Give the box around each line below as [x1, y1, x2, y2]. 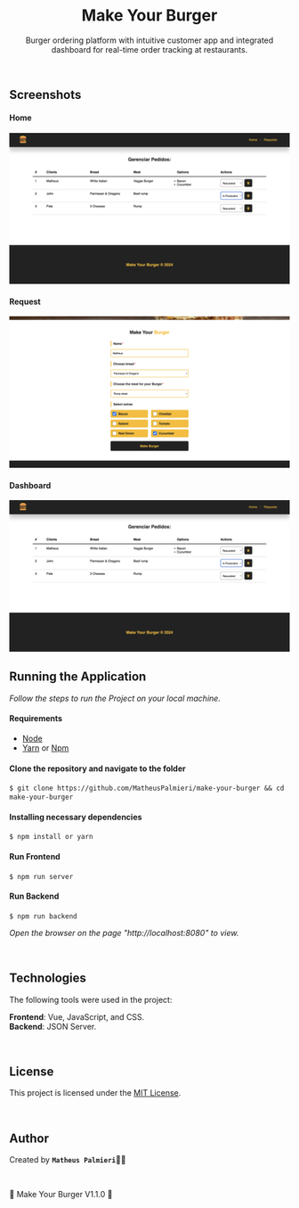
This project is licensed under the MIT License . [9, 1088, 182, 1098]
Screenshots [9, 87, 82, 103]
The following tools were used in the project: [9, 994, 173, 1005]
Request [9, 296, 42, 307]
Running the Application [9, 670, 147, 685]
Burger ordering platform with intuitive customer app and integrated [25, 35, 274, 45]
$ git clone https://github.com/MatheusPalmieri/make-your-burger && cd [9, 784, 285, 793]
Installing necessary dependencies [9, 811, 142, 822]
